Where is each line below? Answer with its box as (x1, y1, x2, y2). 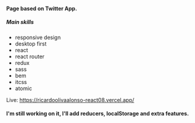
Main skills (6, 19, 34, 26)
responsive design (14, 34, 61, 41)
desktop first (14, 40, 47, 47)
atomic (14, 85, 32, 92)
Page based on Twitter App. (6, 5, 77, 12)
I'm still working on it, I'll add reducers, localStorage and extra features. (6, 110, 190, 117)
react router (14, 53, 45, 60)
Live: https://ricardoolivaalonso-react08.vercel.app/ (6, 96, 134, 103)
